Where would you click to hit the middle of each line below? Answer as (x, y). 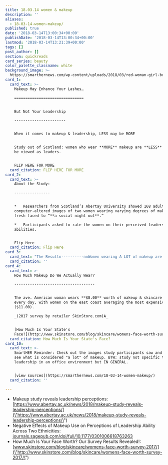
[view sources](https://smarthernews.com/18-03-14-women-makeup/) (85, 375)
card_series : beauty (27, 61)
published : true (22, 29)
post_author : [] (22, 52)
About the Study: (32, 184)
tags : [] (14, 47)
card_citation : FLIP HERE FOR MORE (47, 170)
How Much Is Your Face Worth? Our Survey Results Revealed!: (76, 441)
